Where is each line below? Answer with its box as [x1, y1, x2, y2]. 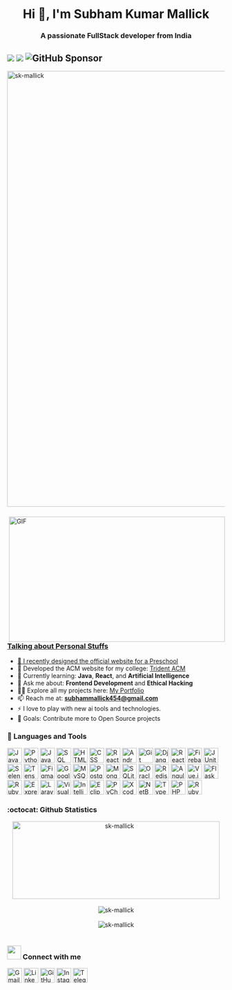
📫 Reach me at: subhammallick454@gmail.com [17, 694, 159, 703]
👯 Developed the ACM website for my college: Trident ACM [17, 664, 186, 672]
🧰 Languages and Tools [7, 732, 87, 741]
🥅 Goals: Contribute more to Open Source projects [17, 715, 161, 723]
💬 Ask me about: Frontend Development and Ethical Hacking [17, 679, 193, 688]
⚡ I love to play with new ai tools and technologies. [17, 704, 161, 713]
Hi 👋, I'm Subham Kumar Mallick [23, 6, 209, 22]
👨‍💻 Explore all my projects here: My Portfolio [17, 686, 144, 695]
